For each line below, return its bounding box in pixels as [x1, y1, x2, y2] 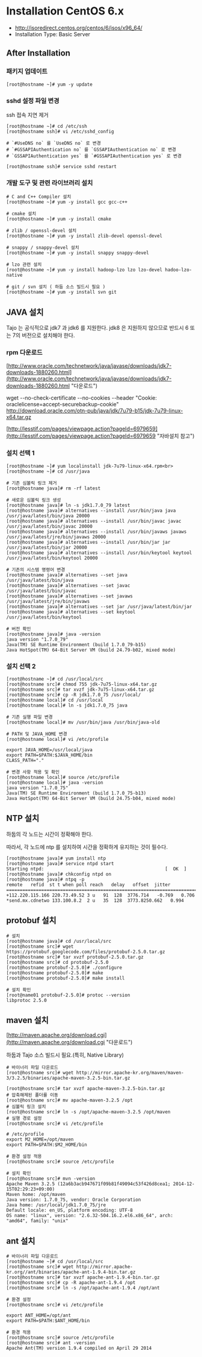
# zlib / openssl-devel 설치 [6, 228, 77, 234]
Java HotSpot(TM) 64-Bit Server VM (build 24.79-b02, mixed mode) [6, 647, 176, 653]
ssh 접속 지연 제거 [6, 111, 49, 118]
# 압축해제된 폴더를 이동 [6, 1092, 59, 1098]
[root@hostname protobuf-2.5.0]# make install [6, 975, 125, 981]
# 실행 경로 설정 [6, 1115, 42, 1122]
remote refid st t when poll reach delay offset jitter [6, 881, 171, 887]
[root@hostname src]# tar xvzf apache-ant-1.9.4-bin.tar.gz [6, 1274, 161, 1280]
